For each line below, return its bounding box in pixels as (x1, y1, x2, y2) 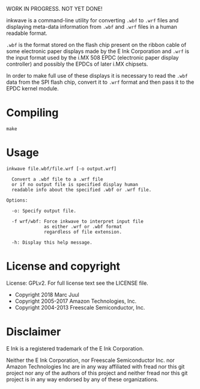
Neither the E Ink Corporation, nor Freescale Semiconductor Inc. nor (6, 356, 175, 364)
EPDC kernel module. (6, 85, 59, 92)
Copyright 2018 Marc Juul (14, 291, 79, 298)
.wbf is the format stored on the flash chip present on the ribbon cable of (6, 42, 187, 48)
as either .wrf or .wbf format (44, 223, 122, 229)
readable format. (6, 30, 48, 37)
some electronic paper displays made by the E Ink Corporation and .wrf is (6, 48, 189, 55)
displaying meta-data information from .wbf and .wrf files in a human (6, 23, 177, 30)
